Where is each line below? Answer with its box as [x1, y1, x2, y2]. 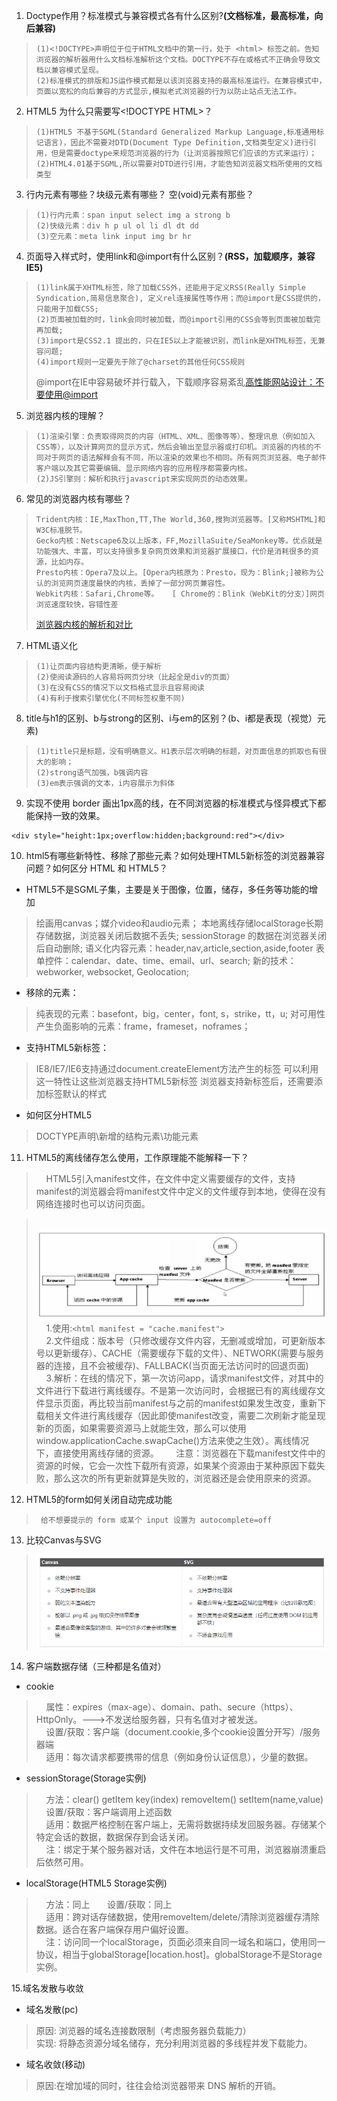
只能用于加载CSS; [35, 304, 99, 314]
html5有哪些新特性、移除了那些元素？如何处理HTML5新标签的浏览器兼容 [25, 850, 325, 861]
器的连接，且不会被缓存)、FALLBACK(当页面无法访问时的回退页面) [35, 1360, 309, 1372]
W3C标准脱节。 [35, 525, 88, 535]
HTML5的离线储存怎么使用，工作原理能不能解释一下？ [25, 1152, 250, 1163]
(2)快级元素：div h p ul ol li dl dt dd [35, 221, 199, 231]
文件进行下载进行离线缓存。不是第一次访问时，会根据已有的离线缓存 [35, 1385, 317, 1397]
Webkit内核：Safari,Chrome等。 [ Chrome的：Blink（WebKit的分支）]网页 [35, 589, 325, 599]
